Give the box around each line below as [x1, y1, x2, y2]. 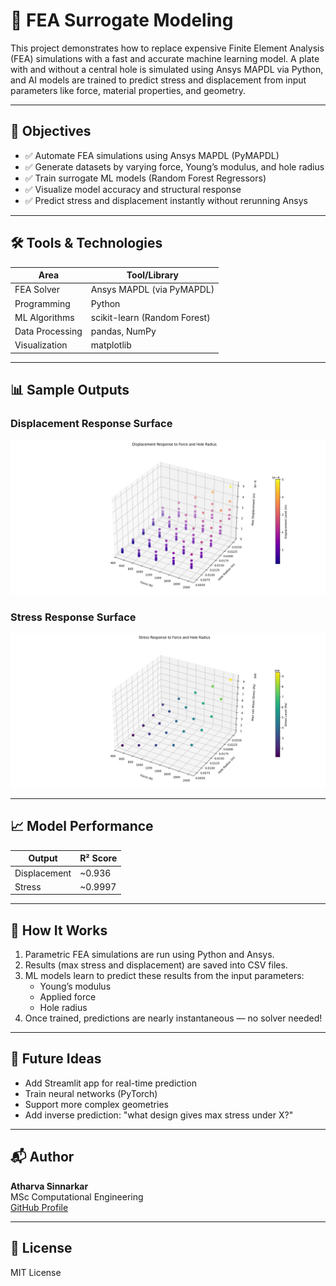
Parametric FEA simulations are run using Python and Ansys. [24, 949, 275, 961]
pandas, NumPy [90, 325, 157, 338]
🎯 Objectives [10, 123, 92, 140]
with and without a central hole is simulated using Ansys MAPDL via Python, [10, 63, 324, 75]
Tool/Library [126, 269, 180, 281]
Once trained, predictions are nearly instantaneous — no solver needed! [24, 1012, 323, 1024]
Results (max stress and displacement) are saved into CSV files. [24, 959, 288, 971]
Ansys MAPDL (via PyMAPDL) [90, 284, 215, 296]
